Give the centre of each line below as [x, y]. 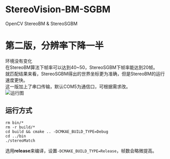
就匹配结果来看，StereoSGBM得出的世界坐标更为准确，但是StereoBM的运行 [85, 74]
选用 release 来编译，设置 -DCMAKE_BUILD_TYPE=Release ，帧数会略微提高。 [81, 151]
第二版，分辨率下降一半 [55, 46]
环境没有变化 [19, 61]
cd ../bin [16, 136]
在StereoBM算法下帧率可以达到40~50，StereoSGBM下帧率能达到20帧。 [82, 67]
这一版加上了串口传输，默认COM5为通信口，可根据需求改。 [68, 86]
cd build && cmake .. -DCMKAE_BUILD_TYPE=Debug [57, 131]
